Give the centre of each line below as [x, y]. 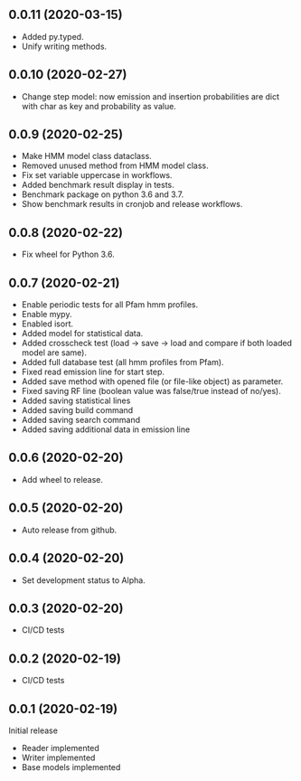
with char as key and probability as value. [99, 106]
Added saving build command [77, 410]
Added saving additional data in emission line [106, 429]
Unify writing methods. [64, 46]
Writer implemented [58, 757]
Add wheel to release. [62, 479]
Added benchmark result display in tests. [98, 185]
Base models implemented [71, 767]
